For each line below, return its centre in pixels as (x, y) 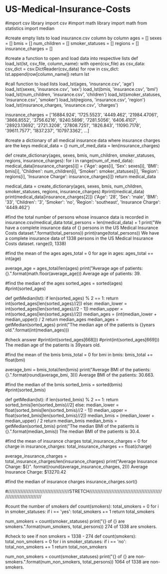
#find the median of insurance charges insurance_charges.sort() (71, 481)
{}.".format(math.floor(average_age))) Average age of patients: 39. (73, 274)
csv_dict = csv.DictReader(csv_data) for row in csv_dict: (62, 69)
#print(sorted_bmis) (26, 390)
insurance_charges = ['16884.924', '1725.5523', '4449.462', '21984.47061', (82, 115)
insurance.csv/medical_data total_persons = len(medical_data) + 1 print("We (83, 222)
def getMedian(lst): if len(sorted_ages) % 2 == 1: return (62, 298)
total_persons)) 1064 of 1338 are (116, 562)
